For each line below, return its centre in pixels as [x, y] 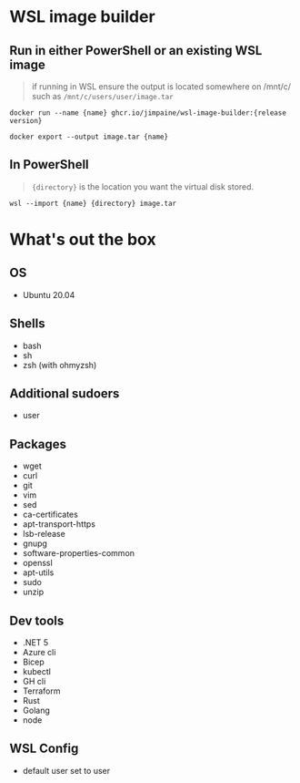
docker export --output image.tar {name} [89, 137]
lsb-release [44, 534]
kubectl [37, 672]
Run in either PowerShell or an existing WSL [136, 51]
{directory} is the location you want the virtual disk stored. [143, 186]
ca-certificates [50, 515]
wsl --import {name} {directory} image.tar [93, 203]
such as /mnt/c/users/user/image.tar [103, 96]
